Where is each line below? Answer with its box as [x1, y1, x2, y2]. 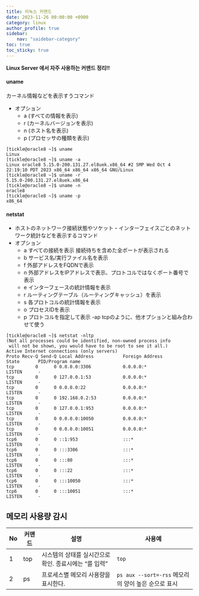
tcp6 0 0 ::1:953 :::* [6, 436, 134, 442]
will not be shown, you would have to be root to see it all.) [8, 343, 168, 349]
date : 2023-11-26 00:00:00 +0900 [6, 14, 89, 20]
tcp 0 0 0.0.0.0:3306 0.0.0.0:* [6, 364, 147, 370]
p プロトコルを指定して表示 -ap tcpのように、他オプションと [23, 314, 172, 321]
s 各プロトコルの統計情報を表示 [23, 299, 101, 306]
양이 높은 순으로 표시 [123, 579, 178, 588]
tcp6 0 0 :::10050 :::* [6, 478, 134, 484]
